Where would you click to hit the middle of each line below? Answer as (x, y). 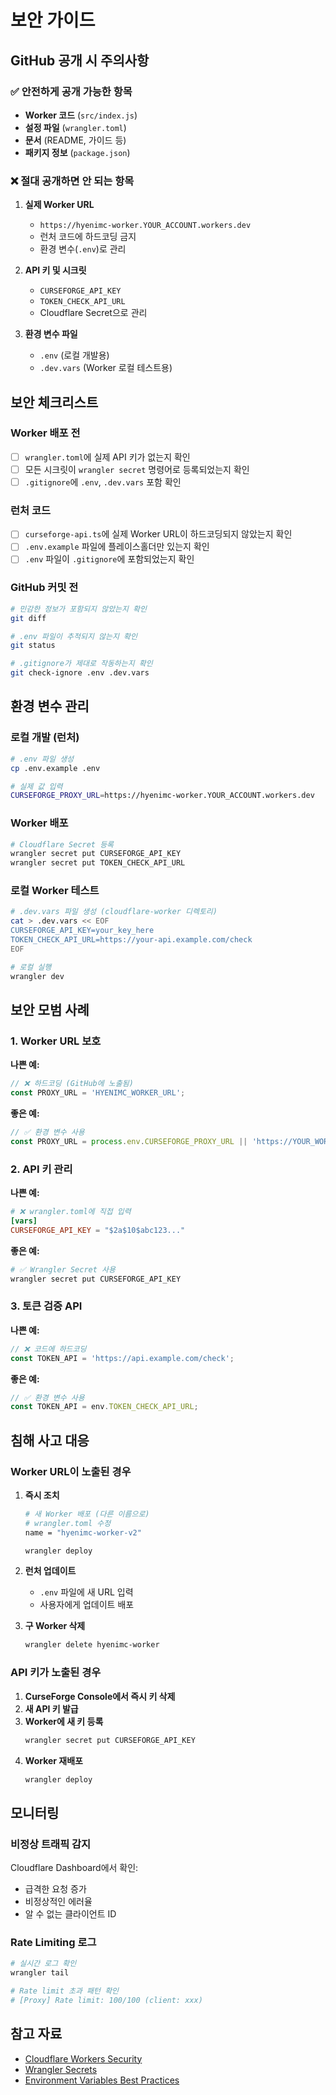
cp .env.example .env (55, 768)
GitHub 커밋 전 (44, 588)
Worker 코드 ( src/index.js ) (81, 115)
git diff (28, 618)
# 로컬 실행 (31, 967)
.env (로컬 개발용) (74, 355)
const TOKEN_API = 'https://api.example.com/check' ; (122, 1358)
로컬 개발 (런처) (45, 738)
